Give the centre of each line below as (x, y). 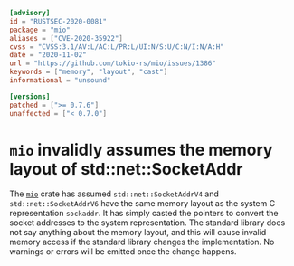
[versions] (30, 96)
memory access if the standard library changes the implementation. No (142, 242)
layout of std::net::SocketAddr (126, 169)
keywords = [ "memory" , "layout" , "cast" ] (89, 72)
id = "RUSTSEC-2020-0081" (58, 21)
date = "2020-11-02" (48, 55)
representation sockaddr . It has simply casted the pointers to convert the (144, 214)
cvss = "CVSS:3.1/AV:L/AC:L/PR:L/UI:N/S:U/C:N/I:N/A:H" (117, 47)
